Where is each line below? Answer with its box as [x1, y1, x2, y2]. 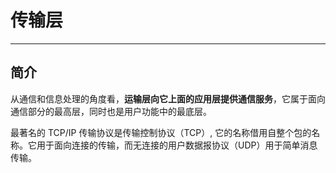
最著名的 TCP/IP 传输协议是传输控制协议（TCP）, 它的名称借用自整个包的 [10, 126, 312, 138]
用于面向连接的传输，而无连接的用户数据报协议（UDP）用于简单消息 [36, 139, 318, 151]
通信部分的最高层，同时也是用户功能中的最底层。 [10, 105, 212, 117]
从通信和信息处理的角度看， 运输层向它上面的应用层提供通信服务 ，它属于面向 [10, 92, 326, 105]
